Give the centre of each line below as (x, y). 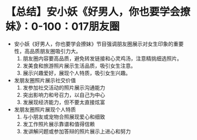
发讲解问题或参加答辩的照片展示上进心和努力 (77, 131)
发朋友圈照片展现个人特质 (45, 109)
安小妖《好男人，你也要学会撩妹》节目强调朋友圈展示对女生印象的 (94, 44)
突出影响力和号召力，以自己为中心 (64, 94)
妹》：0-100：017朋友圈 (63, 27)
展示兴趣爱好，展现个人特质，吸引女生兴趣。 (77, 73)
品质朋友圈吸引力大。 (55, 51)
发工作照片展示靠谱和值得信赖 (59, 124)
